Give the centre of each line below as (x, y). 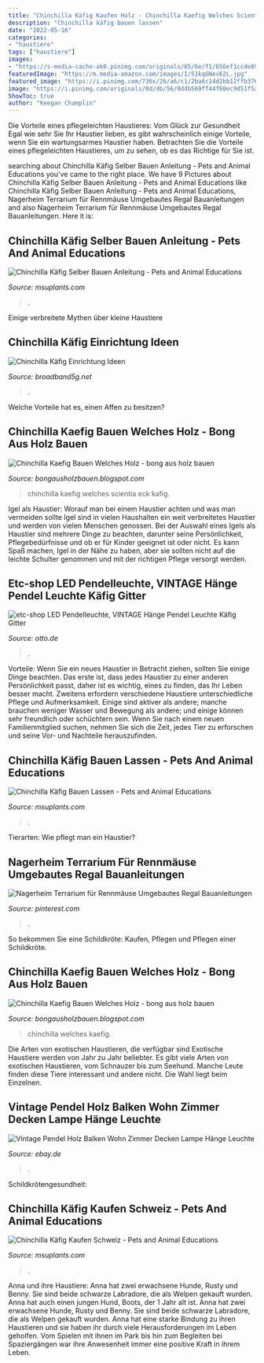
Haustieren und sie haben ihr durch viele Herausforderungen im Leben (123, 1328)
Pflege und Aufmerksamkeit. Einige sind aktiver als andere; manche (117, 702)
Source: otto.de (33, 639)
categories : (27, 37)
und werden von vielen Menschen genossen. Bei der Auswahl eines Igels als (132, 525)
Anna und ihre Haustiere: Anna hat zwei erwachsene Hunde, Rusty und (123, 1286)
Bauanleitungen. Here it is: (51, 216)
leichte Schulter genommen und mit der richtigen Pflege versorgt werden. (127, 558)
